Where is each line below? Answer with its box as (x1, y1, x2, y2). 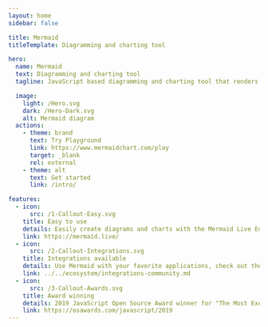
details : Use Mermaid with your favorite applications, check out (22, 262, 248, 270)
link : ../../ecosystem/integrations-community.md (22, 270, 191, 278)
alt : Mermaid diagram (22, 114, 94, 122)
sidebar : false (8, 19, 59, 27)
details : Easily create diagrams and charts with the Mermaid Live (22, 225, 251, 233)
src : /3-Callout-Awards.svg (29, 284, 124, 292)
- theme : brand (22, 129, 73, 137)
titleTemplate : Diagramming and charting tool (8, 41, 166, 49)
